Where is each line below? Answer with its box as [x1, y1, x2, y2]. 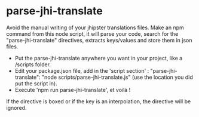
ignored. [6, 104, 27, 111]
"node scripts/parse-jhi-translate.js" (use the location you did [41, 73, 193, 81]
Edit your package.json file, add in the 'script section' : [14, 67, 149, 74]
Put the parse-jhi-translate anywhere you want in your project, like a [14, 54, 183, 61]
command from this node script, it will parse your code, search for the [6, 30, 179, 37]
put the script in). [14, 79, 58, 87]
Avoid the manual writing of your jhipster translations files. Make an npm [6, 24, 184, 31]
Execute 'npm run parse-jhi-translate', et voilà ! [14, 86, 131, 93]
